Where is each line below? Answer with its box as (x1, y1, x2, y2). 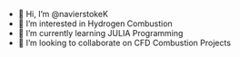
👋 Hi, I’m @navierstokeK (17, 9, 109, 19)
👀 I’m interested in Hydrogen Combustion (17, 18, 173, 29)
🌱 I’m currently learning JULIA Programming (17, 28, 184, 38)
